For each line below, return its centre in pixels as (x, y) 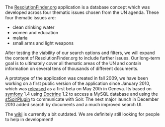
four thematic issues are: (31, 18)
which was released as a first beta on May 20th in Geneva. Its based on (78, 89)
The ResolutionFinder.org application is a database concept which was (78, 7)
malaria (20, 38)
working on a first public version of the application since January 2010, (78, 83)
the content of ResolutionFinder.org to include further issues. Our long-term (83, 58)
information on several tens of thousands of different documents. (72, 68)
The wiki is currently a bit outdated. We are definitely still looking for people (82, 114)
